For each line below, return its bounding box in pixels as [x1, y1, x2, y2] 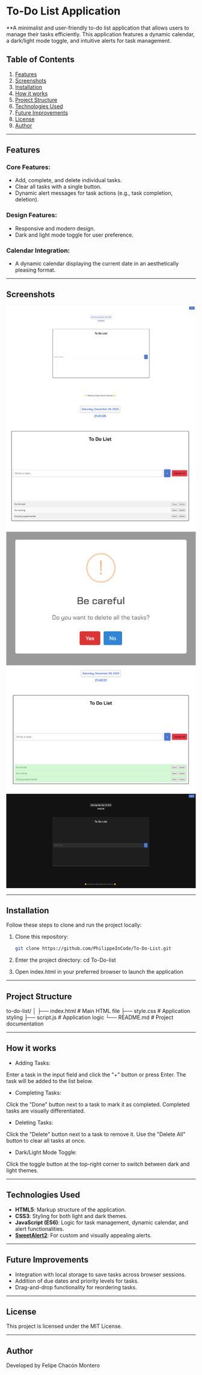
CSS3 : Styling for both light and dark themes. [14, 1212, 128, 1219]
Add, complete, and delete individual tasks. [14, 177, 122, 184]
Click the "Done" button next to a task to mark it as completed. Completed [6, 1100, 190, 1108]
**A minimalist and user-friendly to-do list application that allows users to [6, 24, 189, 31]
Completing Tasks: [14, 1089, 61, 1096]
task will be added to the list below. [6, 1077, 93, 1084]
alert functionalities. [14, 1225, 64, 1232]
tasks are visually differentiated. [6, 1107, 85, 1114]
